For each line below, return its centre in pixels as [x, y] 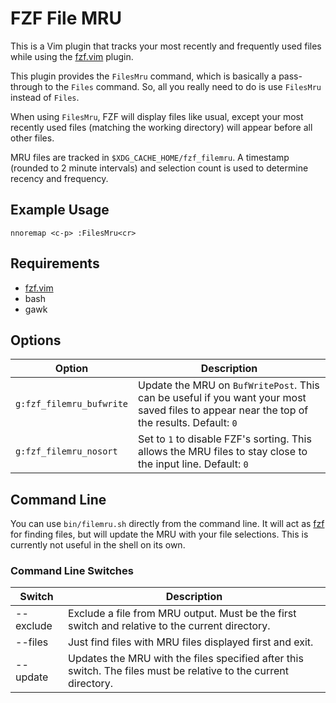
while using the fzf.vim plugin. [72, 56]
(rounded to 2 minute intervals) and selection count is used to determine [159, 168]
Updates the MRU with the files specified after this [185, 659]
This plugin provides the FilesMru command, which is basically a [143, 76]
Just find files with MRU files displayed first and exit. [190, 642]
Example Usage [60, 210]
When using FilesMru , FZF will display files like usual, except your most [157, 116]
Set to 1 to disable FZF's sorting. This [225, 439]
